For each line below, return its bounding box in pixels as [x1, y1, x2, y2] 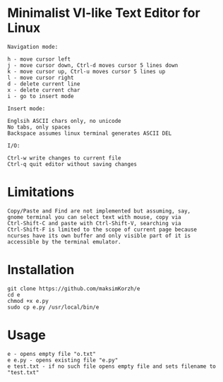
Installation [7, 262, 75, 278]
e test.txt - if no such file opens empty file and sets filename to [7, 362, 217, 370]
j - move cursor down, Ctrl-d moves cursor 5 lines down [7, 61, 179, 68]
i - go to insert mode [7, 92, 74, 100]
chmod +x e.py [7, 297, 49, 304]
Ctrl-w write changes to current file [7, 154, 121, 162]
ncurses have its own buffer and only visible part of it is [7, 232, 191, 239]
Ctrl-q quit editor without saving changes [7, 160, 138, 167]
